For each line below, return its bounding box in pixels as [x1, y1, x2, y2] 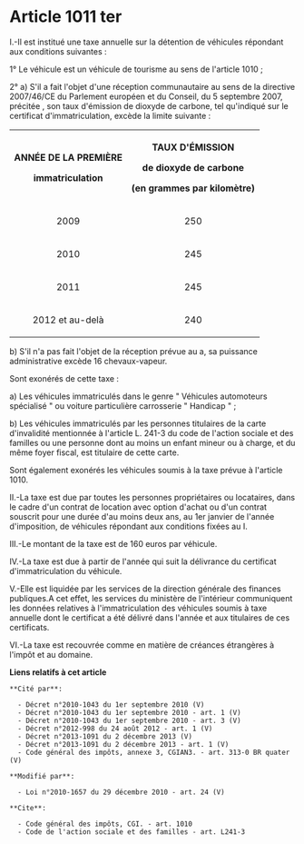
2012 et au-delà [32, 313, 104, 326]
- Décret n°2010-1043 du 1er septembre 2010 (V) [17, 700, 205, 710]
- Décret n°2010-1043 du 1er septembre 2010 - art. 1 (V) [17, 708, 242, 717]
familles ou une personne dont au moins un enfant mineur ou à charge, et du [9, 437, 296, 448]
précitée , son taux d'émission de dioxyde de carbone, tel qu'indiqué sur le [9, 100, 289, 111]
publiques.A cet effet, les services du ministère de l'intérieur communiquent [9, 592, 293, 603]
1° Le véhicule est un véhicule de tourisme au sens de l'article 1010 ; [9, 64, 263, 74]
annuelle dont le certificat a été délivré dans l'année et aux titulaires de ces [9, 611, 290, 623]
